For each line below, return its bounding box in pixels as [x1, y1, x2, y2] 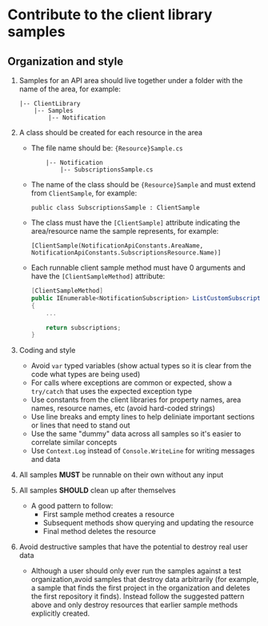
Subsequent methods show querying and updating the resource [42, 518, 254, 528]
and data [30, 455, 61, 464]
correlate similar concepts [30, 438, 118, 447]
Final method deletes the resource [42, 527, 157, 536]
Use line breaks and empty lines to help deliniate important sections [30, 412, 255, 422]
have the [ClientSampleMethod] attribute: [30, 271, 166, 281]
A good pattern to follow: [30, 501, 114, 511]
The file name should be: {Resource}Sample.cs [30, 143, 183, 153]
